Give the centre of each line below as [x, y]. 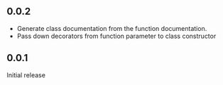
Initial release [26, 75]
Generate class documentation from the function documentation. [112, 28]
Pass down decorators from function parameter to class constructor [116, 36]
